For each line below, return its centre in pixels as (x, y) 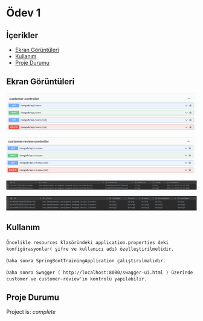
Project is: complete (31, 312)
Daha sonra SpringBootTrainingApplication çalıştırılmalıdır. (86, 260)
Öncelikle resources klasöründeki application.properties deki (88, 242)
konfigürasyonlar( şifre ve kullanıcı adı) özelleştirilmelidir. (90, 249)
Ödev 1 (24, 13)
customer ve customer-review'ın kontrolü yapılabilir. (77, 279)
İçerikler (22, 35)
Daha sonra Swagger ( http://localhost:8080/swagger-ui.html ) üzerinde (100, 273)
